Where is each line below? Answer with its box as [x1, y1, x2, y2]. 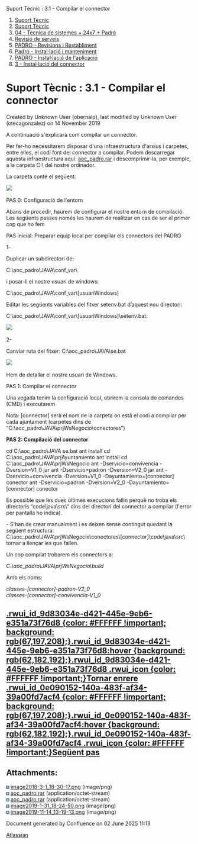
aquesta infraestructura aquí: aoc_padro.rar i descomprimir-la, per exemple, [6, 155, 191, 162]
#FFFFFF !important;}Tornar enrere [6, 674, 138, 684]
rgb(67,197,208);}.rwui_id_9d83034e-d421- [6, 636, 171, 647]
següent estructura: [6, 527, 54, 534]
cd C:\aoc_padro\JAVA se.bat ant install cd [6, 447, 111, 455]
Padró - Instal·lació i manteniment [14, 48, 97, 55]
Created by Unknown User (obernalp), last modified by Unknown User [6, 113, 177, 120]
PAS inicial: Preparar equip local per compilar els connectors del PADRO [6, 232, 181, 239]
